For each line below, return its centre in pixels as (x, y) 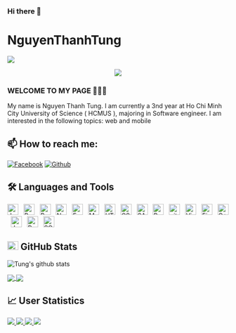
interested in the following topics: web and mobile (79, 121)
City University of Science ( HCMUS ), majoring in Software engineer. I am (114, 113)
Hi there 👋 (25, 11)
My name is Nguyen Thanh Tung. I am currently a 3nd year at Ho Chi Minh (115, 106)
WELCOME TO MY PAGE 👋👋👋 (57, 91)
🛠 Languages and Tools (61, 187)
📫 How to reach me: (53, 144)
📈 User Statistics (46, 301)
